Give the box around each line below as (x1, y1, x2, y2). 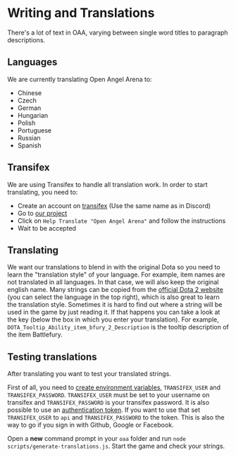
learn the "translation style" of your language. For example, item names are (7, 270, 225, 279)
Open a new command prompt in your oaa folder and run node (7, 434, 187, 443)
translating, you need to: (7, 188, 78, 196)
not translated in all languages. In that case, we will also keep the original (7, 278, 219, 286)
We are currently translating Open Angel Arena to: (7, 75, 153, 83)
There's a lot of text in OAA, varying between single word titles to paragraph (7, 28, 228, 37)
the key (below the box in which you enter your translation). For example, (7, 315, 220, 324)
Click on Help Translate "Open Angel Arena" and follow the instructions (17, 217, 226, 225)
